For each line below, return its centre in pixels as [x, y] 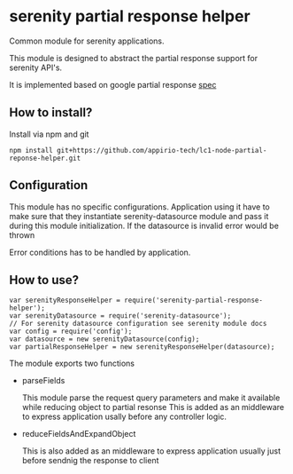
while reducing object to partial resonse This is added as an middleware [153, 407]
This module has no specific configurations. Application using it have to [139, 207]
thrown [22, 235]
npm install [31, 150]
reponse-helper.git [45, 158]
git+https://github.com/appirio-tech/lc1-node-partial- [162, 150]
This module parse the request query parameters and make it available [151, 398]
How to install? [51, 113]
